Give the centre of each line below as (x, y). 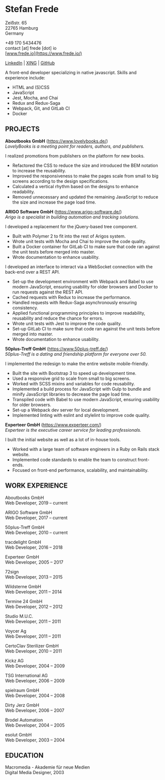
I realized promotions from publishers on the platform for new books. (75, 156)
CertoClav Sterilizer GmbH (32, 646)
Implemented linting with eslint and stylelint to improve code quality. (81, 415)
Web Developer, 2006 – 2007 (35, 710)
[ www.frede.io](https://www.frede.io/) (44, 53)
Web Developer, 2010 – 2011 (33, 651)
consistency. (25, 308)
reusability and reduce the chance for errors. (58, 318)
